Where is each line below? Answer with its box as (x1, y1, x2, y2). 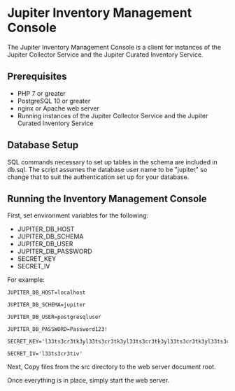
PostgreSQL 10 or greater (17, 97, 91, 105)
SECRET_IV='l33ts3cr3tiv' (7, 350, 83, 357)
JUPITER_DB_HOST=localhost (7, 289, 86, 297)
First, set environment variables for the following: (7, 211, 149, 220)
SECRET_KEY (17, 255, 57, 263)
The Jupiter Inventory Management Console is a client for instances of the (7, 43, 222, 51)
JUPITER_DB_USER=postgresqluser (7, 313, 101, 321)
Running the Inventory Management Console (7, 192, 208, 204)
